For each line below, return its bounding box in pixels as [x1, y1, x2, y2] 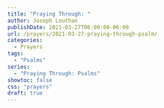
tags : [7, 50, 24, 58]
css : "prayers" [7, 83, 53, 90]
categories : [7, 37, 43, 44]
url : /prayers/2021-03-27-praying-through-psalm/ [7, 30, 158, 38]
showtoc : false [7, 76, 53, 84]
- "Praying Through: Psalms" [14, 70, 101, 77]
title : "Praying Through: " [7, 10, 91, 18]
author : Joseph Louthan [7, 17, 78, 24]
